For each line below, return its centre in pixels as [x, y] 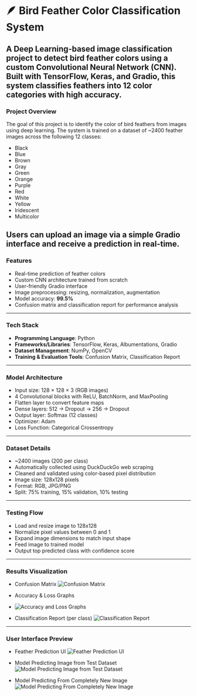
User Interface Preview [40, 639]
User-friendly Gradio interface [51, 286]
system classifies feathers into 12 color [79, 85]
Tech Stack [23, 325]
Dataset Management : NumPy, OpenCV [63, 350]
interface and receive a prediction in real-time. [93, 244]
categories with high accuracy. [64, 95]
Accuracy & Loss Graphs [45, 596]
